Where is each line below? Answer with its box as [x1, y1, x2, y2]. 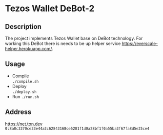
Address [5, 108, 32, 116]
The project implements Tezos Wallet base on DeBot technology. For [5, 35, 143, 41]
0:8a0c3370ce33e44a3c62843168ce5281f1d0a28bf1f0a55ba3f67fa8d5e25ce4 [5, 126, 150, 131]
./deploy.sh [12, 89, 37, 94]
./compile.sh [12, 79, 39, 84]
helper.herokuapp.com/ [5, 46, 52, 51]
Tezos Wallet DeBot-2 [5, 3, 95, 14]
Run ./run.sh [12, 93, 39, 99]
